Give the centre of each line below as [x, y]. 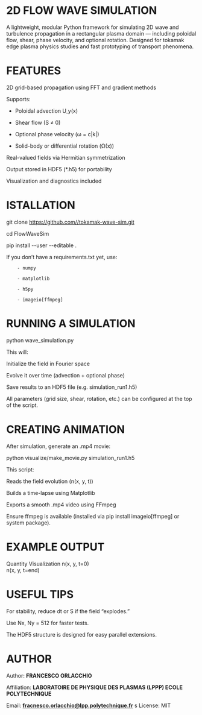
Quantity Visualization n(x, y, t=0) [48, 564]
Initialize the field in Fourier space [48, 364]
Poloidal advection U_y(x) [46, 111]
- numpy [27, 268]
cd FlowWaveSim [28, 233]
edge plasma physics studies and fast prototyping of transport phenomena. [100, 46]
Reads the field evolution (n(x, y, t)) [50, 481]
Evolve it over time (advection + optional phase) [66, 375]
